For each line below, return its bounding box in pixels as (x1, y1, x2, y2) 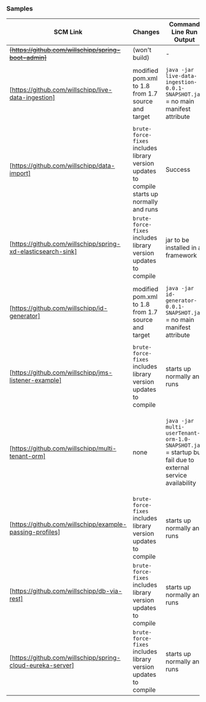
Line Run (171, 28, 198, 36)
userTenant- (165, 430, 200, 437)
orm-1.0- (165, 436, 191, 443)
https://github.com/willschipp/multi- (12, 444, 116, 453)
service (165, 471, 187, 479)
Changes (132, 28, 160, 36)
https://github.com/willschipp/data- (12, 161, 115, 170)
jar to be (165, 236, 189, 245)
